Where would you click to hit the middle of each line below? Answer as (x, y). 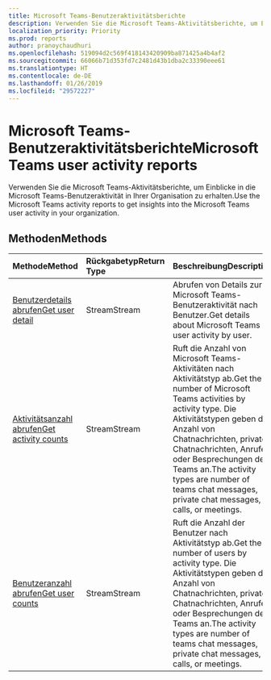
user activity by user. (212, 336)
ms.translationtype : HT (48, 69)
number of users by (210, 553)
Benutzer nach (200, 533)
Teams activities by (209, 398)
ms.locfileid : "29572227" (52, 91)
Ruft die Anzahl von (209, 348)
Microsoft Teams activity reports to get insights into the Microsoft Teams (129, 204)
